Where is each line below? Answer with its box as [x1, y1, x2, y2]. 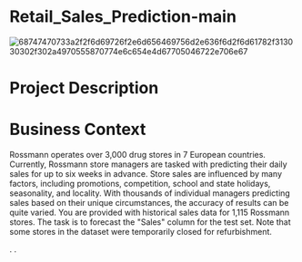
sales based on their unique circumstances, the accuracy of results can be [9, 198, 289, 209]
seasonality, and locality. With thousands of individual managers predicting [9, 188, 291, 199]
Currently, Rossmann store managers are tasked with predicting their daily [9, 159, 288, 170]
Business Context [9, 120, 146, 140]
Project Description [9, 78, 159, 99]
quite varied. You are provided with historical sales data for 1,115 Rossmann [9, 207, 290, 218]
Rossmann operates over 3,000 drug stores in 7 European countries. [9, 150, 267, 160]
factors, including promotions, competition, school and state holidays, [9, 179, 271, 189]
